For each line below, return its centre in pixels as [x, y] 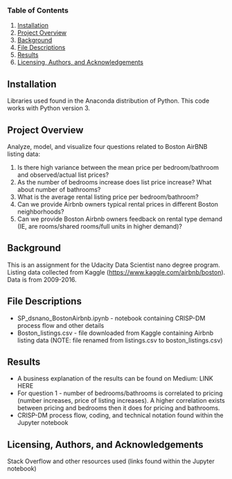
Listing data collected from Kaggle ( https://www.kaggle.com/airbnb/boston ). [116, 272]
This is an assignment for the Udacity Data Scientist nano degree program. [114, 265]
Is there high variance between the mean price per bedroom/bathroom [118, 167]
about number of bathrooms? [59, 189]
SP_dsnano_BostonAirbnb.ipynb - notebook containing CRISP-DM [111, 318]
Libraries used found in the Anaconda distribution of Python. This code [108, 101]
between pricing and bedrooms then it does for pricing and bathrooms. [118, 408]
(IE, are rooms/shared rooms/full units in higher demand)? [99, 226]
